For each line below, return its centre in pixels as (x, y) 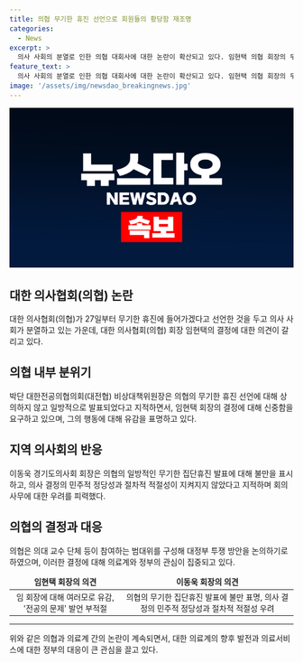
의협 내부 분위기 (50, 373)
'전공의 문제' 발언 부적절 (65, 608)
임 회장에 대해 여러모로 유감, (65, 597)
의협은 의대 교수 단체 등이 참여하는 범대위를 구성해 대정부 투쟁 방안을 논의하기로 (149, 550)
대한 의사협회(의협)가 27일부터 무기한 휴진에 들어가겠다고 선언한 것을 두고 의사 (147, 319)
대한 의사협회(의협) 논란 (71, 295)
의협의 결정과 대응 (56, 527)
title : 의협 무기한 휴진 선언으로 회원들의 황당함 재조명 (101, 19)
